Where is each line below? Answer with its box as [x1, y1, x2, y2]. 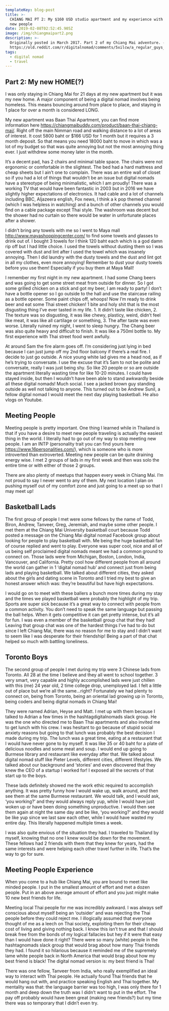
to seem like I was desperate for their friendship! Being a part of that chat [5, 633, 157, 639]
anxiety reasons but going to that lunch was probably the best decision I [5, 729, 155, 736]
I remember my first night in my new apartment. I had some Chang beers [5, 275, 156, 281]
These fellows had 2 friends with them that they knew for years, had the [5, 840, 154, 846]
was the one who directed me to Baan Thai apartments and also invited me [5, 719, 160, 725]
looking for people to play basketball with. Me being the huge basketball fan [5, 537, 162, 543]
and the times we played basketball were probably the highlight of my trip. [5, 595, 159, 601]
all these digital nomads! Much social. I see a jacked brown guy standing [5, 381, 155, 387]
